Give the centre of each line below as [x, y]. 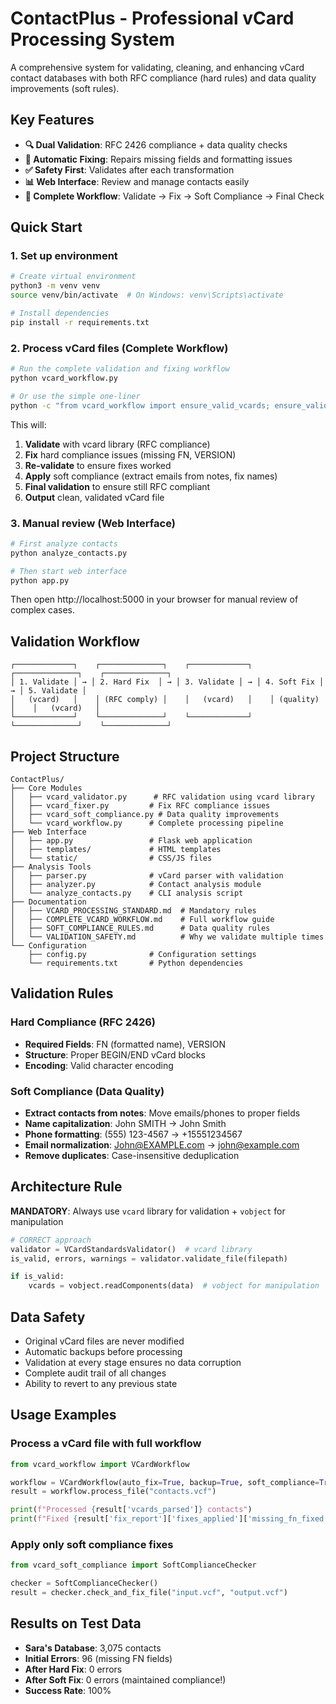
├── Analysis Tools [51, 867]
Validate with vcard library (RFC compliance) [117, 444]
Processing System [92, 39]
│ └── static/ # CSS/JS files [111, 858]
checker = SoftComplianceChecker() [84, 1583]
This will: [28, 424]
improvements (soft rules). [65, 88]
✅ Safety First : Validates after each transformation [129, 169]
